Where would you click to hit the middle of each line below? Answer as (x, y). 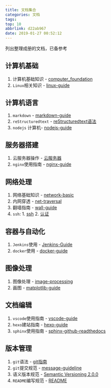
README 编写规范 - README (40, 380)
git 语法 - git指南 (30, 361)
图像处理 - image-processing (43, 281)
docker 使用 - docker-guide (40, 251)
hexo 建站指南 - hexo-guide (40, 324)
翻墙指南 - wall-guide (35, 208)
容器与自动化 (25, 231)
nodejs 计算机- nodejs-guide (42, 127)
